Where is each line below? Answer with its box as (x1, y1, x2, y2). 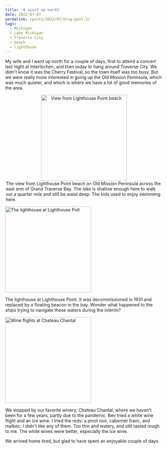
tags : (5, 21, 16, 26)
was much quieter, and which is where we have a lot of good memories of (5, 79, 157, 85)
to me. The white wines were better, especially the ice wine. (5, 428, 128, 434)
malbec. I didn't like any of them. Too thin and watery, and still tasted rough (5, 423, 160, 429)
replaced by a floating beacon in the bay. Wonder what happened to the (5, 301, 153, 307)
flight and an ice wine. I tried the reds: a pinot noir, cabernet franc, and (5, 417, 151, 423)
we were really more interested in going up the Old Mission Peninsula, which (5, 74, 162, 80)
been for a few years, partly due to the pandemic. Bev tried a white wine (5, 412, 154, 418)
